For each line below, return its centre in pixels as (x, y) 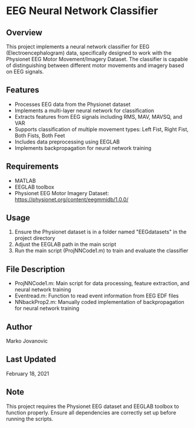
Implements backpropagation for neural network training (83, 148)
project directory (35, 238)
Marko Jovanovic (27, 341)
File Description (36, 269)
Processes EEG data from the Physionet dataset (73, 104)
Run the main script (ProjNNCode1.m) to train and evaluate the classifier (101, 250)
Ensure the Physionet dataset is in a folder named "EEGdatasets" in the (100, 232)
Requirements (32, 167)
